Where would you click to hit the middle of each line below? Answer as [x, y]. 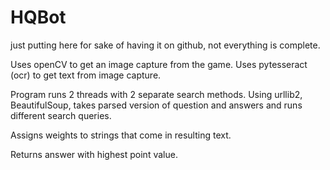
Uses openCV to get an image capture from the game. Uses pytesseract [159, 64]
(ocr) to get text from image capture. [86, 75]
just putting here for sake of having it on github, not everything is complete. [165, 45]
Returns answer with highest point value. [94, 154]
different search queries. [61, 115]
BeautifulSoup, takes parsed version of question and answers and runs [156, 105]
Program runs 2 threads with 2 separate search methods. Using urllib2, [156, 94]
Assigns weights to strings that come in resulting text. [121, 135]
